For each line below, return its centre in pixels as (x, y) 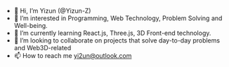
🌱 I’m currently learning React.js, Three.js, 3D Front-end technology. (112, 33)
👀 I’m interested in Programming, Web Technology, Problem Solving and (118, 18)
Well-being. (31, 25)
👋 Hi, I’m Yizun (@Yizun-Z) (52, 11)
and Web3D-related (42, 48)
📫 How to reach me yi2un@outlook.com (73, 55)
